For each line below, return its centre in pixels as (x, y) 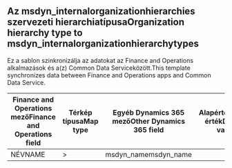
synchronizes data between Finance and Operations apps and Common (109, 75)
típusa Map (80, 121)
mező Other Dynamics (148, 121)
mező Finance (33, 117)
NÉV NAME (28, 154)
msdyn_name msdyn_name (148, 154)
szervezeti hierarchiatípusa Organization (96, 22)
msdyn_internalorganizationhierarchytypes (103, 44)
